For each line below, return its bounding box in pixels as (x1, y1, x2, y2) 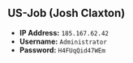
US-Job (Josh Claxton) (7, 6, 126, 20)
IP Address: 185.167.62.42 (19, 27, 109, 37)
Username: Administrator (19, 36, 107, 46)
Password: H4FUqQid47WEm (19, 44, 106, 55)
